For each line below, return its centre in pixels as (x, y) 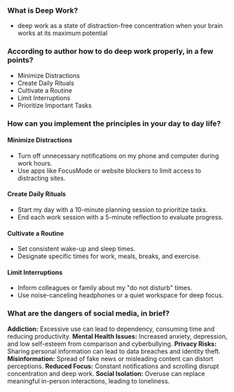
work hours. (35, 163)
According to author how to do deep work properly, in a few (110, 51)
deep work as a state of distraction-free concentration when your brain (120, 26)
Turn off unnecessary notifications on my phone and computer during (118, 156)
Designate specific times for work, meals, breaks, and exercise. (109, 256)
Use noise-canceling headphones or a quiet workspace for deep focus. (121, 295)
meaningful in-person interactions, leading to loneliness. (89, 381)
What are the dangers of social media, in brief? (89, 313)
